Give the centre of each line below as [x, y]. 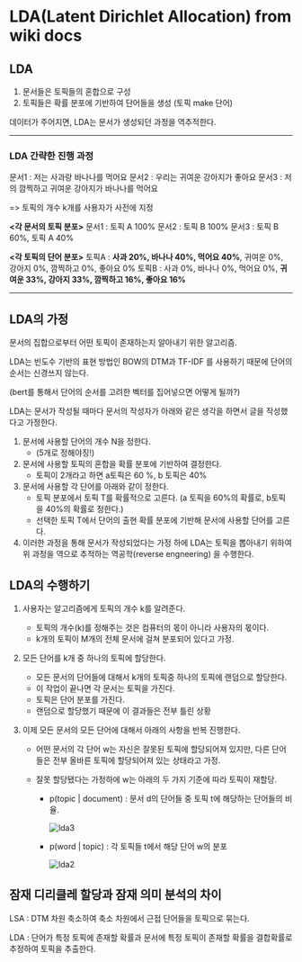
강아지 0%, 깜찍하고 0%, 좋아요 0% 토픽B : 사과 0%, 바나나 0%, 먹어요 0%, [144, 268]
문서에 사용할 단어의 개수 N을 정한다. [86, 442]
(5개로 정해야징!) [65, 453]
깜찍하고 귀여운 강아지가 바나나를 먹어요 [89, 189]
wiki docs [46, 36]
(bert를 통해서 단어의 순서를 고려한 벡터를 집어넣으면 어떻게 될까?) [125, 392]
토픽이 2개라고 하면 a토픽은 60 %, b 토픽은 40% [121, 475]
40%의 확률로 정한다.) [84, 509]
